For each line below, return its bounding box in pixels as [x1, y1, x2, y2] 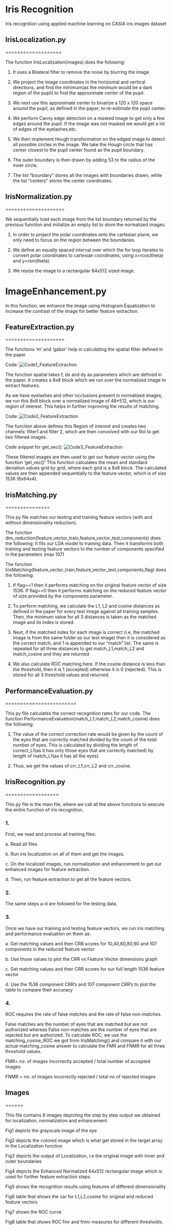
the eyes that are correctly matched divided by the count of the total [12, 736, 157, 742]
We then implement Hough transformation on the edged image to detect [12, 136, 165, 142]
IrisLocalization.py [5, 35, 66, 44]
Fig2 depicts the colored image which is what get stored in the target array [5, 1137, 163, 1143]
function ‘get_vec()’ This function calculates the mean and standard [5, 459, 147, 466]
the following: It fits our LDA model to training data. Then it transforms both [5, 540, 164, 547]
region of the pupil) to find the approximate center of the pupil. [12, 90, 145, 96]
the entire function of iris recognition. [5, 806, 84, 813]
